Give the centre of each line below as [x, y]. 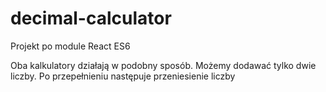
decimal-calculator [91, 18]
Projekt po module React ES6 [70, 46]
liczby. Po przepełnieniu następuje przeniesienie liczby [123, 76]
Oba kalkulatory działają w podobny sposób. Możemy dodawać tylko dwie [163, 65]
